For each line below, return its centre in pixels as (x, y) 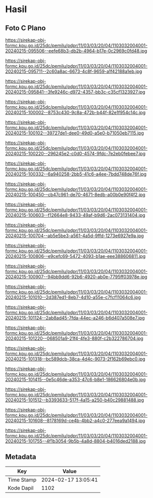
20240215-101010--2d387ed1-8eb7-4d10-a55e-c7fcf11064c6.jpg (73, 297)
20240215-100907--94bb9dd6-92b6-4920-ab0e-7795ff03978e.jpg (76, 277)
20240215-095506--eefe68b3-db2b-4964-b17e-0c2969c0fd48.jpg (76, 51)
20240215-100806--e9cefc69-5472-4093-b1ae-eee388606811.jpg (75, 256)
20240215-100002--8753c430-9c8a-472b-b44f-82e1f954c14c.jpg (75, 112)
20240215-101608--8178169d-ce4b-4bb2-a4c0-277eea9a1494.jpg (75, 420)
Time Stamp (22, 480)
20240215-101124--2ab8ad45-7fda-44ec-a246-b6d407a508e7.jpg (75, 318)
